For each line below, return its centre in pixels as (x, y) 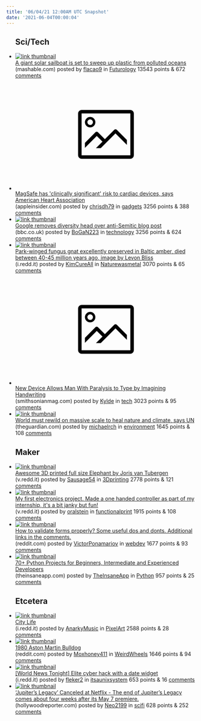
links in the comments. (43, 537)
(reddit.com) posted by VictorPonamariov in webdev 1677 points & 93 (101, 544)
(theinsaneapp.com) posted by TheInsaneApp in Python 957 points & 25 (105, 576)
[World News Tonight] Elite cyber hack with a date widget (86, 673)
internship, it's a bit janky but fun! (56, 505)
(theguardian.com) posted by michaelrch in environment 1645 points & (102, 427)
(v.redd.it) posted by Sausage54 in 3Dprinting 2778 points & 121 (94, 480)
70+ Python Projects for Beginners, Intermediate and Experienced (97, 563)
